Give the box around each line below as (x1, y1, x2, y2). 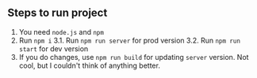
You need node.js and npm (18, 27, 105, 36)
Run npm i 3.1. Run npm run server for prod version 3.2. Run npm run (18, 35, 241, 45)
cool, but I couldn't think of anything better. (18, 61, 160, 70)
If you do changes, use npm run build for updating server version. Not (18, 52, 249, 61)
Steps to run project (7, 6, 108, 20)
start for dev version (18, 43, 89, 54)
